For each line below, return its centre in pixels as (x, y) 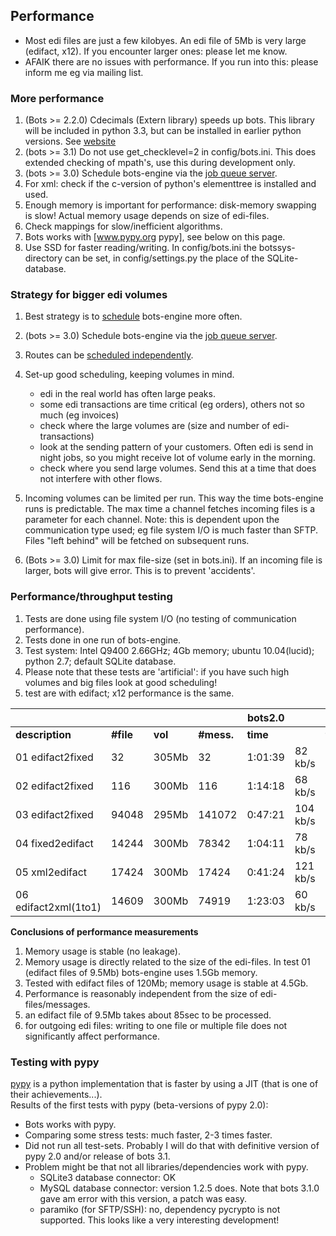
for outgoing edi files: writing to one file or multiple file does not (156, 1025)
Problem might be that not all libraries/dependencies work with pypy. (166, 1167)
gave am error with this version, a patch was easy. (143, 1198)
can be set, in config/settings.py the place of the (164, 258)
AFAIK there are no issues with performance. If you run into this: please (171, 61)
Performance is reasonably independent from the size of (141, 993)
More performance (57, 98)
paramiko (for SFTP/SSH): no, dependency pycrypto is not (160, 1209)
